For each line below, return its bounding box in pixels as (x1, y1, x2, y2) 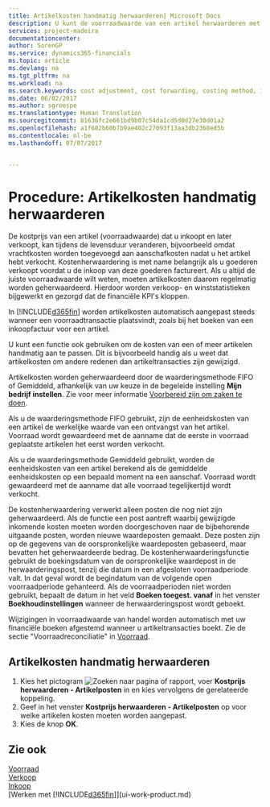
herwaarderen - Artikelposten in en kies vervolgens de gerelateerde (19, 685, 249, 695)
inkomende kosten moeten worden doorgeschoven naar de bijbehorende (8, 522, 250, 532)
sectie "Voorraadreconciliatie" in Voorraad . (8, 631, 150, 641)
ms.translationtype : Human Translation (8, 110, 142, 118)
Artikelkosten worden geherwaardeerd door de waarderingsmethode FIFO (8, 372, 254, 383)
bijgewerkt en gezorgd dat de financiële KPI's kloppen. (8, 292, 190, 301)
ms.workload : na (8, 79, 63, 87)
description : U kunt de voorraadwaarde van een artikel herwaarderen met (8, 19, 261, 27)
